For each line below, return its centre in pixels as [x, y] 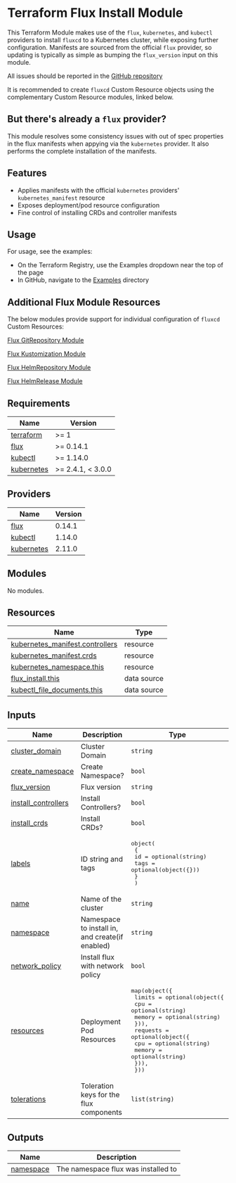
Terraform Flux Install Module [95, 13]
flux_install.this [35, 679]
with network [102, 966]
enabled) [96, 946]
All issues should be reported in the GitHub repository [85, 76]
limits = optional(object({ [179, 998]
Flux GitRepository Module [46, 340]
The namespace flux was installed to [117, 1169]
